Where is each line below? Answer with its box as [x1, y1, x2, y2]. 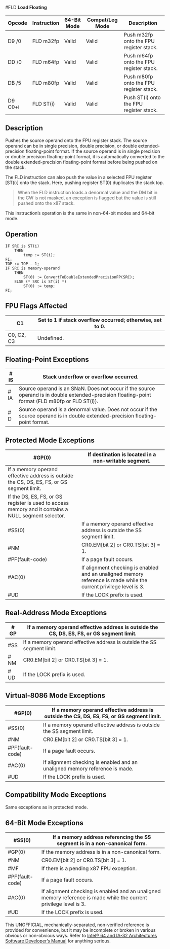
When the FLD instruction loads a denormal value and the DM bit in [17, 189, 158, 195]
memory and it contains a [8, 506, 68, 513]
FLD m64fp [32, 58, 60, 65]
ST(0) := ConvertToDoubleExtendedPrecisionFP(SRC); [23, 274, 135, 279]
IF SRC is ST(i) [5, 243, 39, 249]
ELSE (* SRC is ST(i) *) [14, 279, 67, 284]
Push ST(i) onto [123, 94, 161, 101]
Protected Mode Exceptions [5, 436, 95, 444]
